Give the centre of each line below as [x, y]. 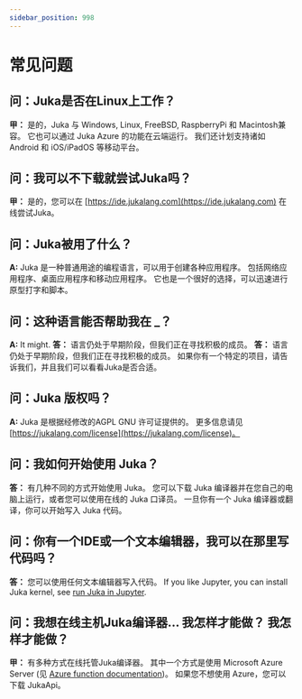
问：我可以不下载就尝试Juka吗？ [101, 178]
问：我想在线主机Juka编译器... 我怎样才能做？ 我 [145, 622]
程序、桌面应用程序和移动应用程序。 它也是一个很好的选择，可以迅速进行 [152, 279]
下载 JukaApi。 [37, 685]
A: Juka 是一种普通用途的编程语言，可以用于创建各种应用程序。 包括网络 [144, 268]
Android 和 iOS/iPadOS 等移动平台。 [77, 147]
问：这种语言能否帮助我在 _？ [91, 321]
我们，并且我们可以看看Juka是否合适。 [89, 367]
